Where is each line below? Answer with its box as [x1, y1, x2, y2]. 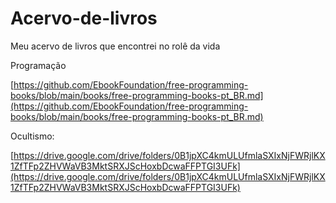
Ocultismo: [10, 130, 55, 142]
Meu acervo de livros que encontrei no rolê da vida [10, 40, 221, 52]
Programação [10, 59, 67, 71]
